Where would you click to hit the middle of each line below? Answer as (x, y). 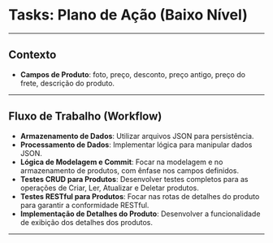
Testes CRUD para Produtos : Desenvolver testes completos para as (134, 179)
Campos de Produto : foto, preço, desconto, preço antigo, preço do (133, 74)
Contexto (32, 55)
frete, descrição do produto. (67, 83)
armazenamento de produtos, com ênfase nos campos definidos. (130, 170)
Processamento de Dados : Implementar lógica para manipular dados (136, 145)
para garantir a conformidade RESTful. (84, 205)
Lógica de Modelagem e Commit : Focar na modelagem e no (121, 162)
